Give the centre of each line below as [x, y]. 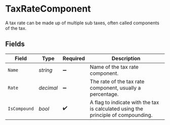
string [46, 70]
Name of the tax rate [114, 67]
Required [74, 58]
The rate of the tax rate [117, 81]
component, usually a [115, 88]
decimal [48, 88]
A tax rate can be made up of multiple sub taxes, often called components [82, 23]
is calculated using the [116, 108]
